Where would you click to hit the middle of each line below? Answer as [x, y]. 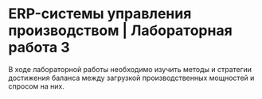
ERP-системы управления [100, 14]
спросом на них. [37, 86]
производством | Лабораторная [120, 30]
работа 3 [39, 48]
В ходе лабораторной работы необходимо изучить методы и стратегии [130, 69]
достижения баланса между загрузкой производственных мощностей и [131, 78]
